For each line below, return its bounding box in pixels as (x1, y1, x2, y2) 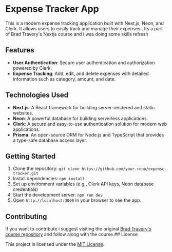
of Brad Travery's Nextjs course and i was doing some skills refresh (5, 31, 149, 37)
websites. (12, 110, 33, 116)
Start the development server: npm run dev (12, 192, 103, 198)
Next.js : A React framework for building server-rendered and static (12, 104, 155, 110)
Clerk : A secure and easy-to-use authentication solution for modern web (12, 121, 167, 127)
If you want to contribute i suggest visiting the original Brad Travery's (5, 226, 151, 232)
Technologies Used (5, 91, 68, 100)
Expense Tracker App (5, 3, 99, 15)
